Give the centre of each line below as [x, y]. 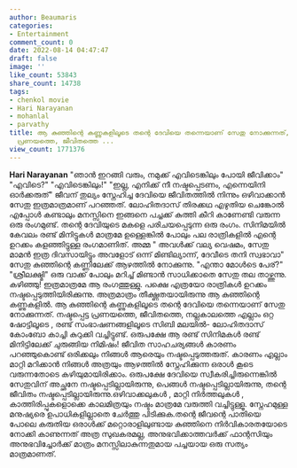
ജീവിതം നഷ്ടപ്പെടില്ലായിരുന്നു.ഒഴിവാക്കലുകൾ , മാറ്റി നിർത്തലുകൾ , [127, 394]
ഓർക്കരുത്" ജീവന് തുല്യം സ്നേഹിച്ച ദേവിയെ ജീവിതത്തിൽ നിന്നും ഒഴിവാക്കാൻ [147, 194]
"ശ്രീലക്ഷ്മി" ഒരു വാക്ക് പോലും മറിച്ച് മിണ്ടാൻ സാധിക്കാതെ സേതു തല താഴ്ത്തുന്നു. [148, 274]
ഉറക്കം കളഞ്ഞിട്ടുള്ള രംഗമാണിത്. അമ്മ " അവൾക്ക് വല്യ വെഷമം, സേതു [139, 244]
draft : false [33, 58]
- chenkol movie [39, 100]
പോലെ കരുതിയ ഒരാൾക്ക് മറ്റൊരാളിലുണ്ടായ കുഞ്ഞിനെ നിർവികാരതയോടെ [148, 424]
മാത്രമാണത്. [33, 454]
